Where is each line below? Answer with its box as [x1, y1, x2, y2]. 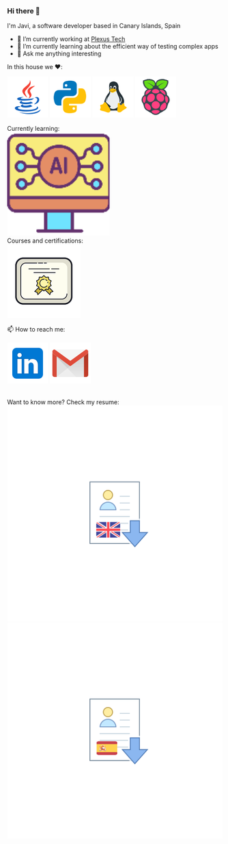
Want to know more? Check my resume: [7, 398, 119, 406]
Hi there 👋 [7, 6, 41, 16]
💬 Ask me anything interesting [16, 49, 102, 58]
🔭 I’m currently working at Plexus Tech [16, 35, 126, 43]
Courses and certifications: [7, 236, 83, 245]
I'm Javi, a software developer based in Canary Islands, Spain [7, 22, 181, 30]
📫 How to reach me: [7, 325, 66, 334]
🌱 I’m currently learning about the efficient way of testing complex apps [16, 42, 218, 51]
